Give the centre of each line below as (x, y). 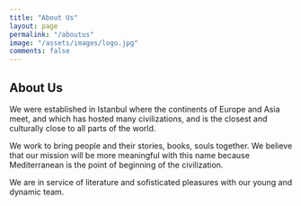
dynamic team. (37, 192)
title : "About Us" (44, 18)
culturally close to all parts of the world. (83, 128)
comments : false (40, 51)
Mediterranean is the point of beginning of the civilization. (116, 165)
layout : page (34, 26)
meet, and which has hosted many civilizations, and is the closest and (138, 119)
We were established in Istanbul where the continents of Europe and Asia (145, 109)
